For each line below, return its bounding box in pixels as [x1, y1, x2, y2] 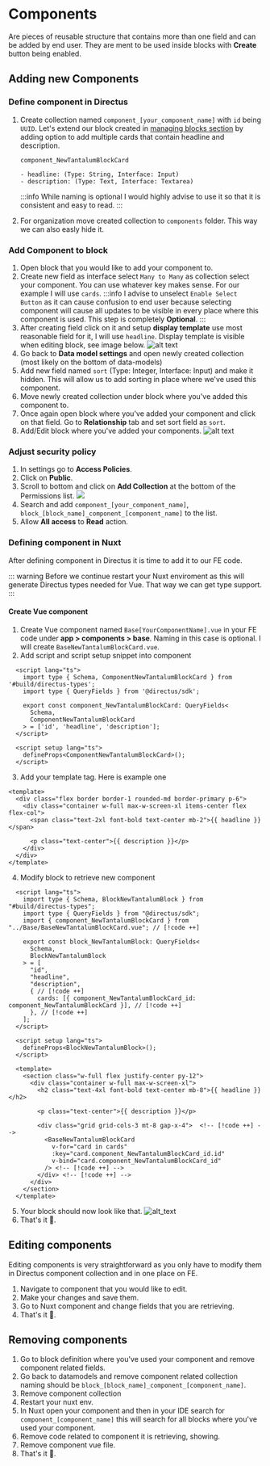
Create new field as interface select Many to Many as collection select [19, 271, 250, 281]
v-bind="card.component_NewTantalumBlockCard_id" [51, 1157, 222, 1165]
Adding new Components [8, 72, 139, 86]
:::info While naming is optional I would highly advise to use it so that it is [19, 191, 261, 201]
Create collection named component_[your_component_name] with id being [19, 115, 262, 124]
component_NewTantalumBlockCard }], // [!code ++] [8, 1001, 182, 1010]
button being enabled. [8, 48, 82, 58]
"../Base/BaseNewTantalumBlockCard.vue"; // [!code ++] [8, 923, 200, 931]
